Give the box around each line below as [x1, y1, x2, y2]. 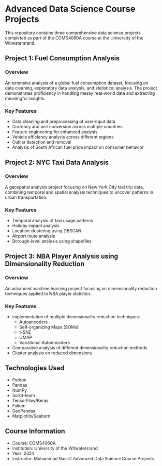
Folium [12, 402, 26, 409]
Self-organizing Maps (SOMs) [19, 324, 79, 330]
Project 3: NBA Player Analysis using [5, 252, 118, 260]
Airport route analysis [12, 233, 56, 239]
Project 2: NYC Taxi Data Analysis [5, 158, 109, 167]
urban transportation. [5, 194, 47, 200]
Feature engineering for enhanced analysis [12, 129, 98, 135]
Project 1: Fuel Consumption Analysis [5, 54, 120, 63]
